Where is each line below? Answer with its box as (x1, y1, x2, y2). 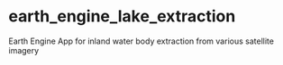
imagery (8, 45, 40, 55)
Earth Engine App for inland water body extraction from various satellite (8, 36, 274, 46)
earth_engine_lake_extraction (8, 6, 236, 27)
